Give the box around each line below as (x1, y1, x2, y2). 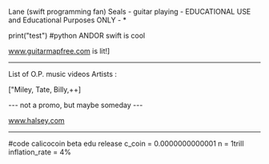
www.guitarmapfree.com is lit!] (8, 46, 110, 55)
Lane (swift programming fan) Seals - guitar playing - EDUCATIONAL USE (8, 7, 251, 16)
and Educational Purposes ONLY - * (8, 15, 126, 25)
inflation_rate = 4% (8, 147, 72, 157)
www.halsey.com (8, 116, 66, 125)
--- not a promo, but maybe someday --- (8, 100, 143, 110)
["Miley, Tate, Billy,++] (8, 85, 82, 94)
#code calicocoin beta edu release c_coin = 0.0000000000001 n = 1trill (8, 139, 244, 148)
